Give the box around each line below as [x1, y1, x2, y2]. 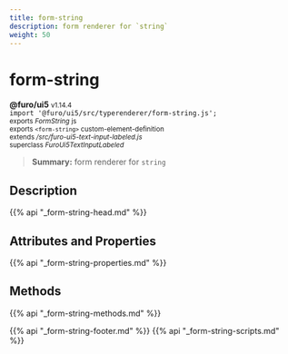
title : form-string [9, 13, 84, 23]
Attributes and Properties [9, 233, 156, 249]
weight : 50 [9, 30, 51, 39]
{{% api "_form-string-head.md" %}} [9, 207, 147, 218]
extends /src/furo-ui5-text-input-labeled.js [9, 133, 143, 142]
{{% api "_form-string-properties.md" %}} [9, 257, 167, 268]
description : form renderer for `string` [9, 22, 169, 31]
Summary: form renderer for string [31, 156, 166, 168]
